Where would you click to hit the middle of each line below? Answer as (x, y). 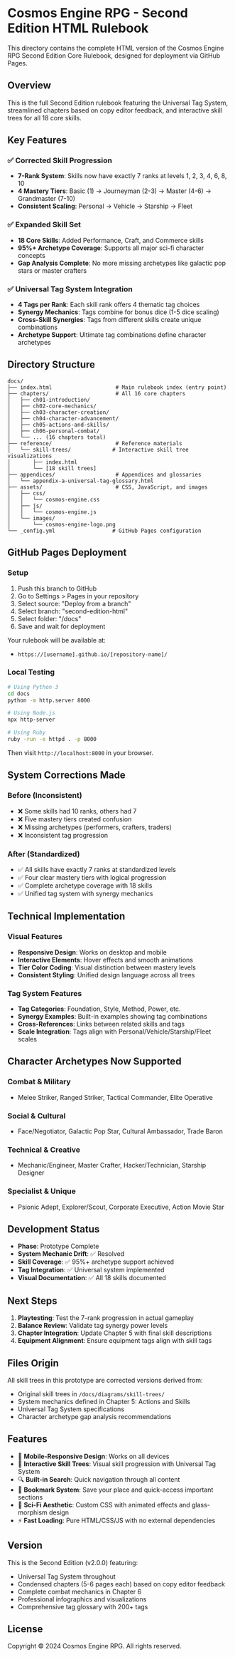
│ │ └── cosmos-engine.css (54, 499)
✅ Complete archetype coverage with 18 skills (85, 885)
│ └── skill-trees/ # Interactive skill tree (98, 450)
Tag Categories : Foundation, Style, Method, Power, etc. (99, 1009)
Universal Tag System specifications (71, 1409)
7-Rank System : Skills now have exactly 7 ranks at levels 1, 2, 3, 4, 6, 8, (122, 176)
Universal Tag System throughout (66, 1577)
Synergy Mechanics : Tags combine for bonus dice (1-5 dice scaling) (119, 312)
